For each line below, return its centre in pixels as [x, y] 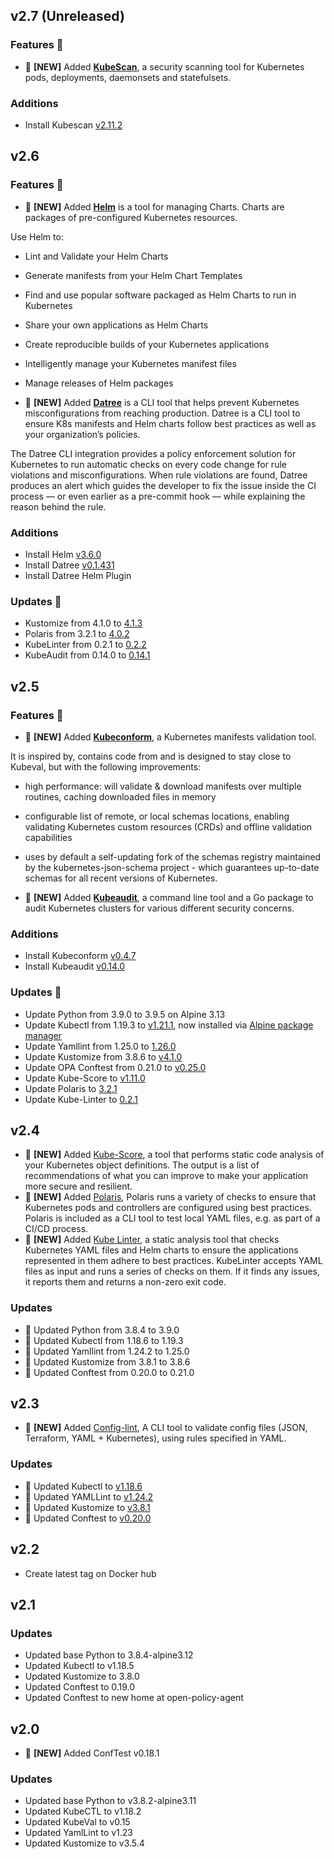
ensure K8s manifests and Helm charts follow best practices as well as [170, 423]
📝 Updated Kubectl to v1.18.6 [83, 1486]
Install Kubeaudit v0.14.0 [75, 966]
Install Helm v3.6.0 [63, 554]
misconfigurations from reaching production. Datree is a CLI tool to [162, 413]
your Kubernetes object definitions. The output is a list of [142, 1165]
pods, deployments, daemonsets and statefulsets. [128, 77]
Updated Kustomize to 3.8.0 [82, 1676]
